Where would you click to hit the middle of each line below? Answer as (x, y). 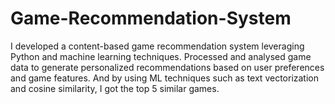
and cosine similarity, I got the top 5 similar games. (115, 88)
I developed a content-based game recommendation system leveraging (157, 46)
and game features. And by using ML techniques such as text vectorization (165, 78)
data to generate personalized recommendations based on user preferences (167, 67)
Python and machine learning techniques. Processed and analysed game (161, 56)
